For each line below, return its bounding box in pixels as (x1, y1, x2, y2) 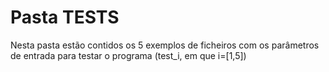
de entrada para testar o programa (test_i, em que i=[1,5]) (10, 49, 247, 61)
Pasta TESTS (10, 6, 120, 29)
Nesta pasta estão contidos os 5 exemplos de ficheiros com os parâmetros (10, 39, 320, 51)
